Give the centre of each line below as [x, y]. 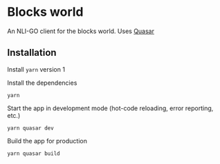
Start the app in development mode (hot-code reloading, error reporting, [110, 108]
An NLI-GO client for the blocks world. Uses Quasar [81, 31]
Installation [32, 53]
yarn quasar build [34, 153]
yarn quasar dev [30, 128]
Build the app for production [47, 141]
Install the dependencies [42, 83]
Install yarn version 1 [36, 69]
